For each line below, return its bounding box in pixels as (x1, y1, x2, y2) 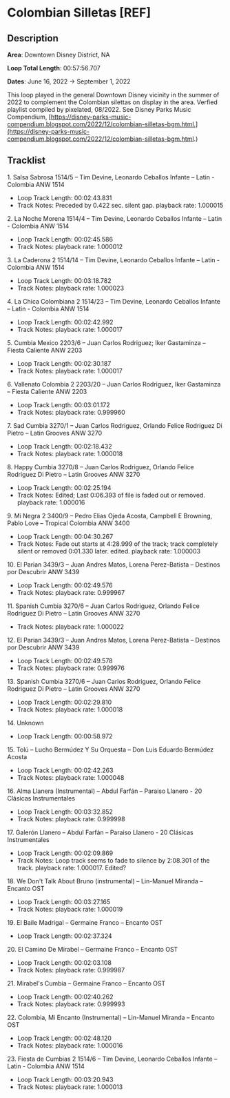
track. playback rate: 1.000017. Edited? (17, 863, 126, 872)
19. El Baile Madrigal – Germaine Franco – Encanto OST (7, 918, 163, 926)
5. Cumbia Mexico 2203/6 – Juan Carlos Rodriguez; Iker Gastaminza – (7, 338, 206, 346)
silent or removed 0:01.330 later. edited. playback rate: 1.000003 (17, 547, 201, 555)
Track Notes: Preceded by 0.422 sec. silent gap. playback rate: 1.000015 (17, 201, 224, 209)
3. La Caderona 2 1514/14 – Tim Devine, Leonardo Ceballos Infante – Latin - (7, 255, 220, 264)
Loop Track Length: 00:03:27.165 (17, 897, 111, 905)
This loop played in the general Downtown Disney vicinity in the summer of (7, 91, 220, 99)
